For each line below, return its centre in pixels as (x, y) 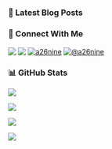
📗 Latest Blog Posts (46, 13)
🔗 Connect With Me (46, 33)
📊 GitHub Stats (38, 73)
